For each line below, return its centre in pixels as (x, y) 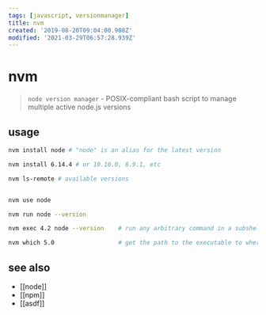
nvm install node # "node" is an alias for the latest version (115, 150)
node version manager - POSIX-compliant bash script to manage (132, 99)
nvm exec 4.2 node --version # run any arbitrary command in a (120, 229)
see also (29, 267)
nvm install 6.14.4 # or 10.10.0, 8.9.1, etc (84, 164)
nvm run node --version (47, 214)
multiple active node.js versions (79, 107)
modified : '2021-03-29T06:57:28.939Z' (72, 38)
